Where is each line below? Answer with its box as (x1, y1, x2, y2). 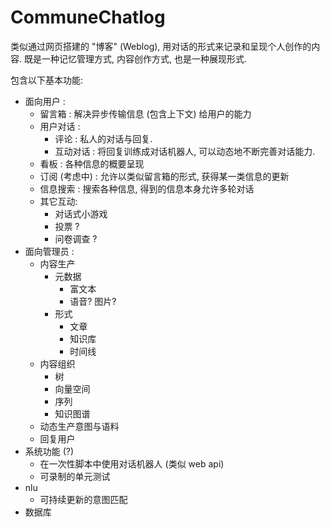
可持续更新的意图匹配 (39, 493, 128, 505)
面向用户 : (24, 95, 66, 107)
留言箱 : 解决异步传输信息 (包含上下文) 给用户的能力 (39, 107, 252, 120)
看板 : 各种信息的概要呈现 (39, 157, 145, 170)
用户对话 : (39, 120, 81, 132)
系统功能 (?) (24, 445, 75, 457)
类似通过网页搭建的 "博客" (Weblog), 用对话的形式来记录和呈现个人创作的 (10, 40, 312, 52)
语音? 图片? (69, 295, 117, 307)
